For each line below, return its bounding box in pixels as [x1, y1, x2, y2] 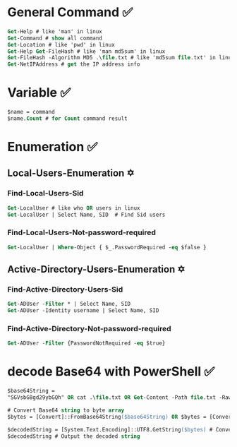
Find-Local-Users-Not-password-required [7, 227, 157, 237]
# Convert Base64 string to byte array [7, 407, 125, 414]
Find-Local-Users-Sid [7, 189, 84, 198]
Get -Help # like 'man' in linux [7, 28, 102, 35]
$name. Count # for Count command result [7, 115, 128, 122]
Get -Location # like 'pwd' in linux [7, 41, 115, 48]
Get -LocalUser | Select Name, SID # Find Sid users [7, 211, 166, 218]
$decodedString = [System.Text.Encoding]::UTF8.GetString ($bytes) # [7, 426, 213, 433]
